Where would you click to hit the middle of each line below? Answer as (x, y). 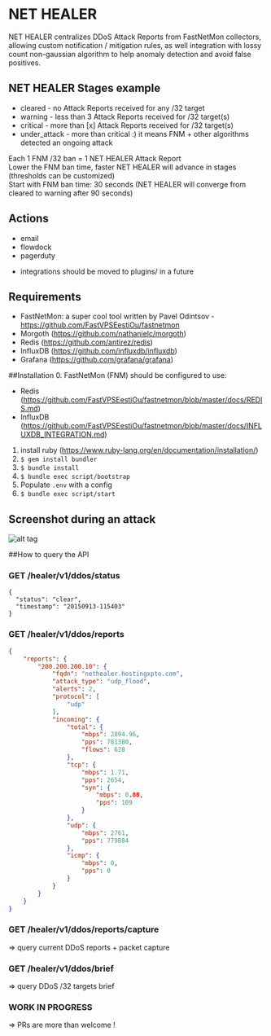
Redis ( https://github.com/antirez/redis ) (86, 342)
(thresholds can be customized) (62, 175)
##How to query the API (49, 555)
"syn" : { (96, 788)
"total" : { (85, 727)
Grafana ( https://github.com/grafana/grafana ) (96, 360)
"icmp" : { (83, 856)
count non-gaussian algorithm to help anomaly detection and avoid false (130, 54)
